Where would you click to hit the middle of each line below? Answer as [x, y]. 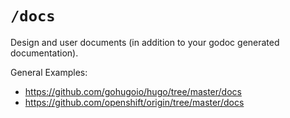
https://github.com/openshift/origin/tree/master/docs [134, 102]
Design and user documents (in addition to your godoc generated [145, 42]
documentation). [44, 53]
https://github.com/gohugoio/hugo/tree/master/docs [133, 91]
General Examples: [49, 72]
